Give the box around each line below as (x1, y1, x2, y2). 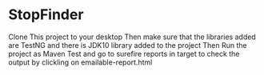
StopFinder (8, 6, 84, 24)
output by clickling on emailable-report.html (8, 57, 153, 67)
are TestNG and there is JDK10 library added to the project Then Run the (8, 40, 247, 49)
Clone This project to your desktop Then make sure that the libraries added (8, 32, 256, 41)
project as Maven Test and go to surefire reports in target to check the (8, 49, 240, 58)
